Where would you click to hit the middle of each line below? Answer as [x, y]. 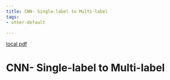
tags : [13, 17]
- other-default [26, 22]
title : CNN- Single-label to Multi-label [57, 11]
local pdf [17, 44]
